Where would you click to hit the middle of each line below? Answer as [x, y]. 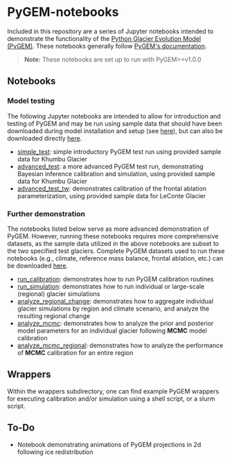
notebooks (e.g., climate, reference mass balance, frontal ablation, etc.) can [115, 258]
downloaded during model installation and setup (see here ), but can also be [115, 131]
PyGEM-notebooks [63, 12]
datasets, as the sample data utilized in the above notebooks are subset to [113, 243]
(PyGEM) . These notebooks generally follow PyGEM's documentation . [107, 46]
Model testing [31, 101]
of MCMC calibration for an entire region [75, 352]
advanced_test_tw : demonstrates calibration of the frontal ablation [111, 189]
